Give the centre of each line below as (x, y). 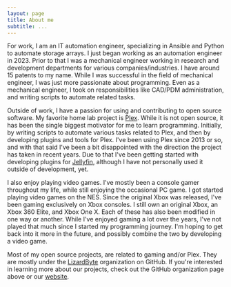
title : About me (30, 20)
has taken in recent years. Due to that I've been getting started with (103, 155)
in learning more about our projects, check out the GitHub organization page (115, 269)
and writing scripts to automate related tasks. (71, 97)
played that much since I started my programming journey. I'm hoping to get (115, 227)
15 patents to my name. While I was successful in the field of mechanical (110, 75)
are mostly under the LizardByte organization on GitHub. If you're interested (115, 262)
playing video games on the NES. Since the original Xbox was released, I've (114, 197)
